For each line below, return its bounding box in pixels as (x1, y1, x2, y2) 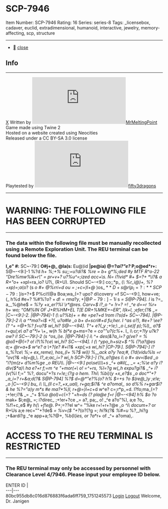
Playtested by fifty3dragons (5, 182, 157, 188)
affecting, (5, 30, 25, 36)
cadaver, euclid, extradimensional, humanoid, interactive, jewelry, (5, 24, 140, 30)
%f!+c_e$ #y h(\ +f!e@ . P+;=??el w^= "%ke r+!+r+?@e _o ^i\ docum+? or (5, 402, 156, 408)
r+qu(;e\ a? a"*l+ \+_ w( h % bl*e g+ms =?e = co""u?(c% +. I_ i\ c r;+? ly (5, 328, 149, 334)
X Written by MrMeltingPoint (5, 119, 158, 125)
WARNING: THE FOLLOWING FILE (5, 205, 146, 216)
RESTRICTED (5, 441, 61, 452)
